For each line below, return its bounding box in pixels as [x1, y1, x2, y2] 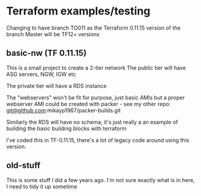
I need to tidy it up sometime [6, 183, 77, 190]
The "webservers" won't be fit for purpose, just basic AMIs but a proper [6, 93, 185, 101]
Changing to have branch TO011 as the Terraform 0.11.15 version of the [6, 24, 181, 31]
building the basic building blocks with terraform [6, 125, 127, 132]
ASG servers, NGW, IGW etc [6, 71, 77, 78]
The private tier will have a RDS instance [6, 82, 107, 89]
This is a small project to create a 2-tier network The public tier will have [6, 64, 186, 71]
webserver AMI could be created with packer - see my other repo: [6, 100, 171, 107]
